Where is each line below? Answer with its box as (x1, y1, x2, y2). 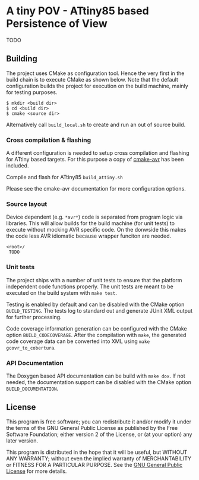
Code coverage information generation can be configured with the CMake (6, 325, 187, 332)
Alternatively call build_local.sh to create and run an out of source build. (6, 121, 186, 128)
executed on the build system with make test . (6, 289, 118, 296)
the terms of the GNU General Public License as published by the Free (6, 424, 178, 431)
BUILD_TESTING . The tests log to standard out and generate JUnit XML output (6, 307, 193, 314)
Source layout (6, 200, 48, 208)
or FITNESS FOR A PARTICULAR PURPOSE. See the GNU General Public (6, 461, 183, 468)
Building (6, 54, 37, 64)
